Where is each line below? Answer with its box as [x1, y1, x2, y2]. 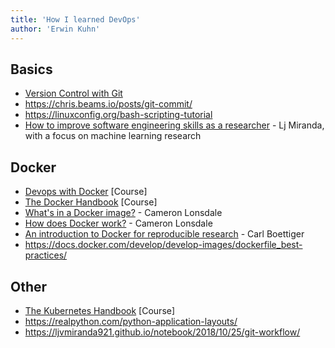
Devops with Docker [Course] [24, 186, 148, 198]
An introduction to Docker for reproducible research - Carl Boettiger [24, 228, 305, 240]
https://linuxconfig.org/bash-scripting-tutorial [24, 109, 213, 121]
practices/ [24, 249, 68, 261]
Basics [10, 61, 53, 78]
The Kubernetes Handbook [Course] [24, 304, 176, 316]
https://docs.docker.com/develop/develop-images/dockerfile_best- [24, 239, 303, 251]
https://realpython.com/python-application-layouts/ [24, 315, 238, 327]
